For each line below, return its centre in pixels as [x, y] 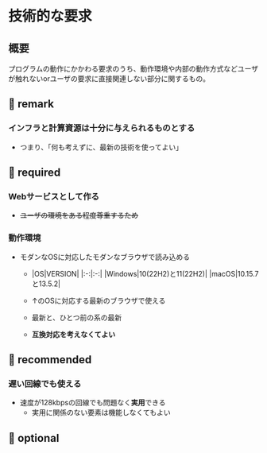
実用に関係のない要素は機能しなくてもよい [101, 412]
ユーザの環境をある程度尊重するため [79, 215]
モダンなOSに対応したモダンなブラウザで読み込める [105, 257]
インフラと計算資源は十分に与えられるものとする [102, 128]
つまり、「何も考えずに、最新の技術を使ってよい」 [101, 147]
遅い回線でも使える [45, 384]
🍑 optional [34, 438]
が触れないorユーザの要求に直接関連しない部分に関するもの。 [109, 79]
